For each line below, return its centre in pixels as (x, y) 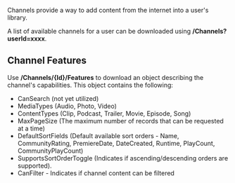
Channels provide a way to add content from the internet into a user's (108, 10)
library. (18, 18)
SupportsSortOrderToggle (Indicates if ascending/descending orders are (123, 158)
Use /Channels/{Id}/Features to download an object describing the (106, 77)
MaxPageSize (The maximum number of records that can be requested (120, 121)
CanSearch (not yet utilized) (58, 98)
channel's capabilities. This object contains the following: (90, 85)
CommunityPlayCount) (50, 151)
